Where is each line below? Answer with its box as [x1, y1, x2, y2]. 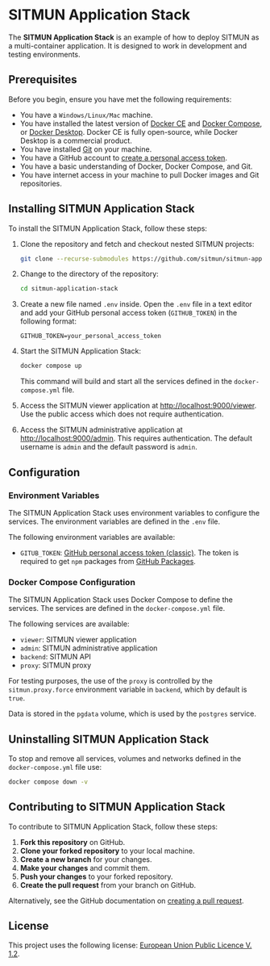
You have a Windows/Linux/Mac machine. [19, 110, 153, 119]
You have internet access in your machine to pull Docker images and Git [19, 169, 260, 179]
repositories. [19, 178, 62, 188]
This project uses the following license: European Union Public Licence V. [8, 940, 252, 950]
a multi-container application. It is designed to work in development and [8, 40, 247, 50]
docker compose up [19, 362, 82, 370]
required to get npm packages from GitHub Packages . [19, 556, 196, 566]
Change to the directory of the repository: [19, 269, 159, 279]
